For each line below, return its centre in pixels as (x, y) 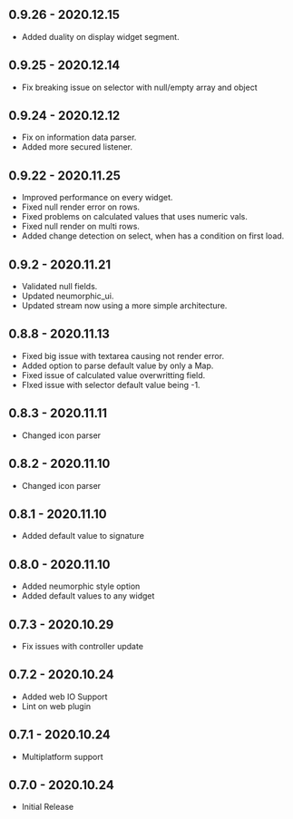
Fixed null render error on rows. (81, 207)
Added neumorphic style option (81, 586)
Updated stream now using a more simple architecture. (124, 306)
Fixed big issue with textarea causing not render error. (122, 356)
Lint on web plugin (56, 706)
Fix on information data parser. (79, 137)
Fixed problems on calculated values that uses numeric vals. (135, 217)
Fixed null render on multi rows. (80, 227)
